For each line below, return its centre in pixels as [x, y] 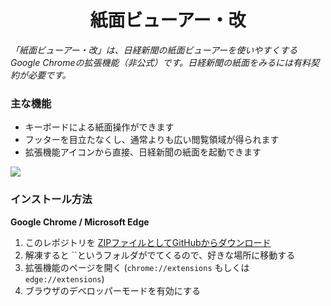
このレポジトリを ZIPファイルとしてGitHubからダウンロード [148, 242]
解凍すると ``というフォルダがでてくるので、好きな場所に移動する [160, 255]
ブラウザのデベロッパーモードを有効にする [112, 290]
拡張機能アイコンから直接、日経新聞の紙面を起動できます [143, 152]
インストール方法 [51, 199]
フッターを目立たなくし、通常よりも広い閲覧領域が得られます [152, 140]
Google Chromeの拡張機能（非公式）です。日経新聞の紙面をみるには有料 [161, 62]
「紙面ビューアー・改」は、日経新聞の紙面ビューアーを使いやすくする [154, 50]
